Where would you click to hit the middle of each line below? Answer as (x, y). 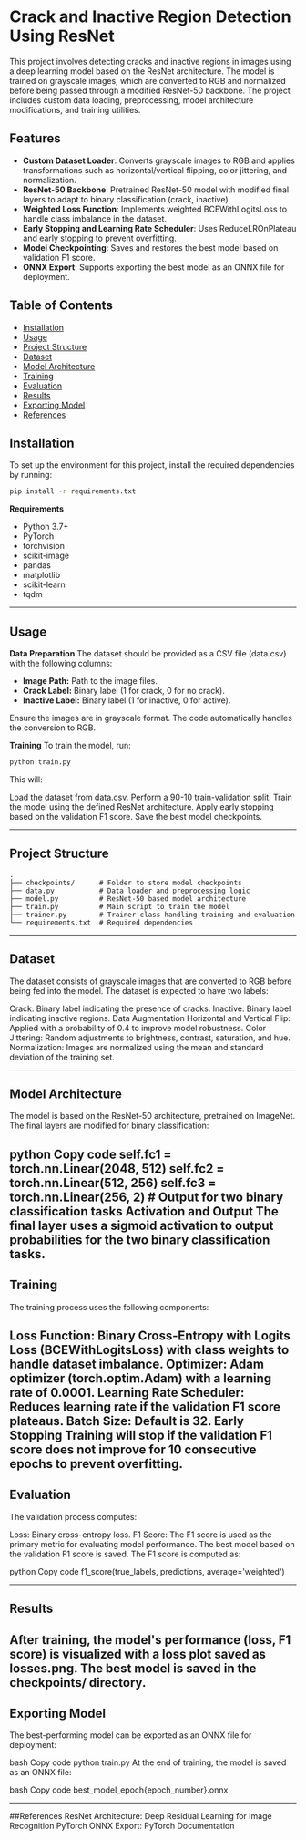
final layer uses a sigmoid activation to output (142, 1225)
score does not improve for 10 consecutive (133, 1449)
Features (35, 139)
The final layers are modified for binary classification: (109, 1126)
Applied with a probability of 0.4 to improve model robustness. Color (138, 1028)
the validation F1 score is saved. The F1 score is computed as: (125, 1554)
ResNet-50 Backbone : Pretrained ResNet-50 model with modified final (156, 190)
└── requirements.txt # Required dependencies (102, 923)
